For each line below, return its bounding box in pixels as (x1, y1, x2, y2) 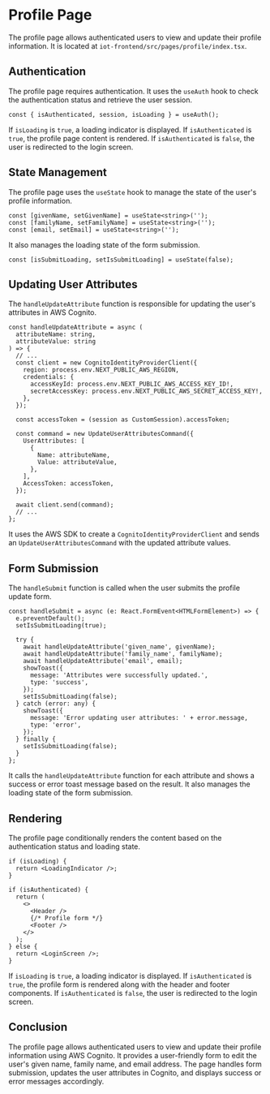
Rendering (8, 812, 62, 825)
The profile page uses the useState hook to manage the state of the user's (8, 187, 257, 196)
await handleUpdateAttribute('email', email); (23, 657, 183, 665)
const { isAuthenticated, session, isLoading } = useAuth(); (8, 110, 220, 118)
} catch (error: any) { (15, 700, 96, 708)
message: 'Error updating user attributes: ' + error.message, (29, 714, 249, 722)
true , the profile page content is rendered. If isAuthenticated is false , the (8, 133, 255, 143)
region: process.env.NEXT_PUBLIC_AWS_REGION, (23, 366, 180, 374)
